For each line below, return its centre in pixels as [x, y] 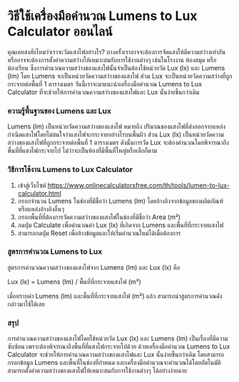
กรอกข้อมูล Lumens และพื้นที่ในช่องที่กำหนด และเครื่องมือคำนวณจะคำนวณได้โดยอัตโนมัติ [114, 363]
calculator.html [40, 193]
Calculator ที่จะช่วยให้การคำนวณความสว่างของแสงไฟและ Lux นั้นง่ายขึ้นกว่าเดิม [103, 92]
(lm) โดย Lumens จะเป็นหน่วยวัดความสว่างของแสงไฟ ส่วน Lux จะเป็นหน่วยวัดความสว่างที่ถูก [120, 76]
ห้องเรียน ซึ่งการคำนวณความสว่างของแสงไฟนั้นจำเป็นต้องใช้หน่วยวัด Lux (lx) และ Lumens [116, 68]
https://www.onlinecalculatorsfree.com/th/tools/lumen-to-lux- [138, 185]
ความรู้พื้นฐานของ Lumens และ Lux [60, 111]
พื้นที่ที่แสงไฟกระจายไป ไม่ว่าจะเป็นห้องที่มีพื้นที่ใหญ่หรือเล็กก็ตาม [82, 151]
